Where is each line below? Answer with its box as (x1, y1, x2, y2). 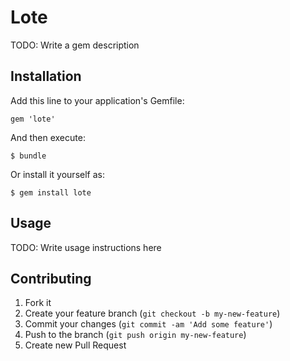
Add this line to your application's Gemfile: (10, 94, 185, 106)
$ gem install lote (10, 187, 92, 198)
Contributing (10, 270, 92, 287)
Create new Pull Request (24, 339, 127, 351)
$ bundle (10, 151, 47, 161)
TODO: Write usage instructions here (10, 241, 162, 253)
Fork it (24, 297, 52, 309)
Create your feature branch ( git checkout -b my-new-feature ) (24, 307, 281, 320)
